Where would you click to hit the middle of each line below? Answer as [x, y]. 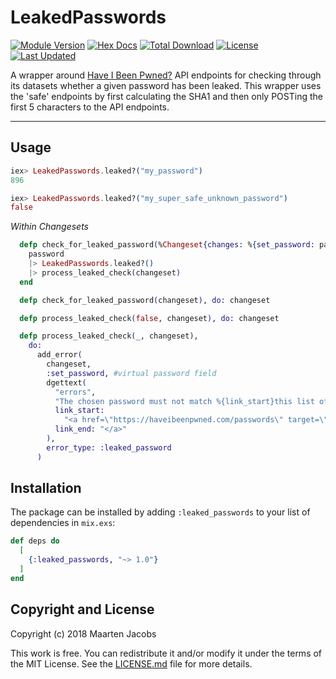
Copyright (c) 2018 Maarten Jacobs [83, 633]
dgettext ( [66, 382]
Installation [46, 488]
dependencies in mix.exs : [63, 523]
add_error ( [59, 355]
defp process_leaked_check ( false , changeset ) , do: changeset [149, 318]
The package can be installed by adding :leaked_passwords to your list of [160, 512]
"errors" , [75, 392]
